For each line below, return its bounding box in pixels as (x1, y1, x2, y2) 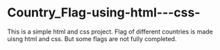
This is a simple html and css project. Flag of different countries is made (7, 27, 214, 36)
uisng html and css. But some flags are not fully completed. (7, 34, 177, 42)
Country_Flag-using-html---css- (7, 5, 201, 21)
